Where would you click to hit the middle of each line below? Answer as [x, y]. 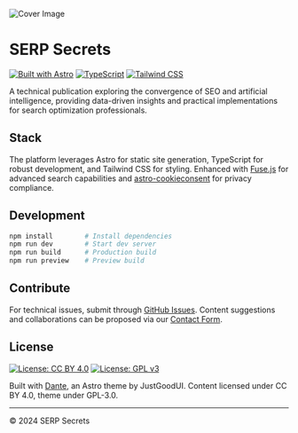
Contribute [40, 288]
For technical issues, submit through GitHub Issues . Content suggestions [142, 310]
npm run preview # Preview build [77, 261]
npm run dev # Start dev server [83, 244]
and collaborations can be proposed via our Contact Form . [116, 319]
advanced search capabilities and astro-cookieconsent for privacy [131, 178]
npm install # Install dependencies [91, 236]
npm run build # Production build [83, 253]
